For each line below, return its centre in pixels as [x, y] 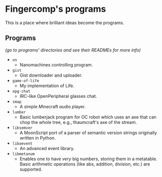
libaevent [22, 144]
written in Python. [38, 138]
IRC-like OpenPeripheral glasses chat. [58, 96]
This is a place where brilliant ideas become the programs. [65, 23]
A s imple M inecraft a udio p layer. [53, 106]
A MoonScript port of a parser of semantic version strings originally [88, 133]
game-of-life [26, 81]
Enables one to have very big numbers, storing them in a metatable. [88, 159]
